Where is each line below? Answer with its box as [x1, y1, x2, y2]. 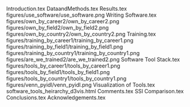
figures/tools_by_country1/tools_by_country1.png [6, 75, 127, 82]
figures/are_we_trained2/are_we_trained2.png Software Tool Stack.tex [6, 56, 180, 63]
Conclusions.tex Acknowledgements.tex [6, 94, 106, 101]
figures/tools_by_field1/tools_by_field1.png [6, 69, 110, 75]
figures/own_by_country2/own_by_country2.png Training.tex [6, 30, 156, 38]
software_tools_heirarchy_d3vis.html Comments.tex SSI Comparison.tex [6, 88, 184, 94]
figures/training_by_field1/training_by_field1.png [6, 43, 123, 50]
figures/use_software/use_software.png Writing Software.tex [6, 11, 157, 19]
